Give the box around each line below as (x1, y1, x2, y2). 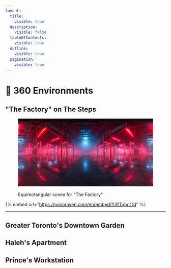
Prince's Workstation (5, 256, 74, 264)
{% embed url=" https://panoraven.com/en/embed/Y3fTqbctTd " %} (5, 202, 146, 208)
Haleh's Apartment (5, 238, 67, 247)
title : (10, 13, 24, 19)
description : (10, 25, 38, 30)
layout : (5, 8, 22, 13)
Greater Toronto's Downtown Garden (5, 221, 125, 230)
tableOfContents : (10, 35, 47, 40)
